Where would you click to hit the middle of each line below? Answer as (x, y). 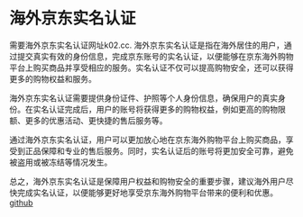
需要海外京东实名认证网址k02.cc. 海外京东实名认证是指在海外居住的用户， (147, 45)
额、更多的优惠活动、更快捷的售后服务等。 (88, 120)
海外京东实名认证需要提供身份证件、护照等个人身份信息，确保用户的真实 (143, 98)
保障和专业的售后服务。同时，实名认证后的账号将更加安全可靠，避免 (167, 150)
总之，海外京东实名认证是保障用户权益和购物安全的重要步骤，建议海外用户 (147, 181)
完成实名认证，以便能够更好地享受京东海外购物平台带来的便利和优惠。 (147, 192)
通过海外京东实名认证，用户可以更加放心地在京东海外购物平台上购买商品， (147, 140)
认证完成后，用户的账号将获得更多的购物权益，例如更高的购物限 (167, 109)
